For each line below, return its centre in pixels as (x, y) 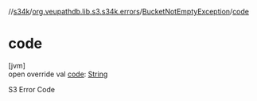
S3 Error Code (32, 89)
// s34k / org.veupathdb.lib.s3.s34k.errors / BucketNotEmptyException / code (128, 12)
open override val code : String (58, 74)
